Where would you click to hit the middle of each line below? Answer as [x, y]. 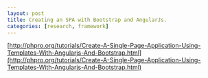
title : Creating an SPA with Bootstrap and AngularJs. [87, 20]
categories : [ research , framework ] [58, 26]
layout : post [26, 13]
